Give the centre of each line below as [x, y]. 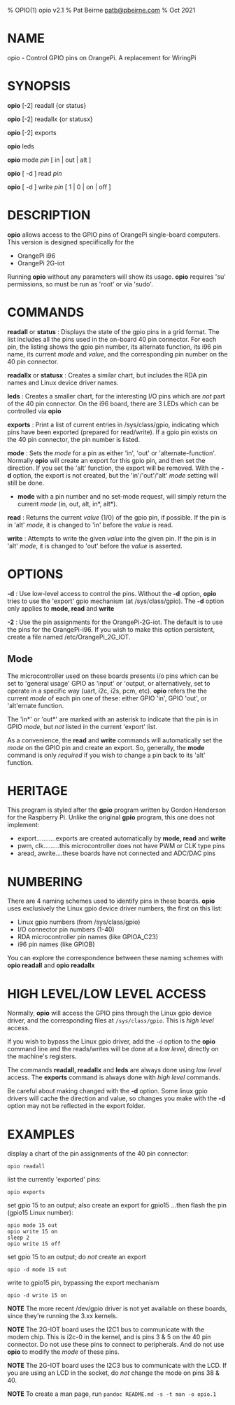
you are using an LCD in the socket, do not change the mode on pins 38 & [114, 1373]
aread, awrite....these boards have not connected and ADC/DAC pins [116, 853]
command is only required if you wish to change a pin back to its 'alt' [106, 755]
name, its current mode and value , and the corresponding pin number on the [117, 354]
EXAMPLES [41, 1134]
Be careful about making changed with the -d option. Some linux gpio [107, 1091]
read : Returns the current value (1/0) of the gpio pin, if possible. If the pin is [117, 517]
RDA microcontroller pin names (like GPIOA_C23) [88, 937]
